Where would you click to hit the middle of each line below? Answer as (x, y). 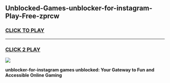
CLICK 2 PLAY (23, 49)
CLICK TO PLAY (25, 31)
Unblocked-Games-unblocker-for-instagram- (79, 8)
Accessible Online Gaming (34, 75)
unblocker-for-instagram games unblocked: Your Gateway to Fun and (80, 69)
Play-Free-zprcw (32, 16)
